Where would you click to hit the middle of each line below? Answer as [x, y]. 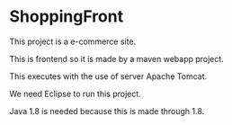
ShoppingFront [67, 17]
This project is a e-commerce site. [73, 41]
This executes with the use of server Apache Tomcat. [108, 76]
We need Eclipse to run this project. [75, 94]
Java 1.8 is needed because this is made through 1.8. [107, 111]
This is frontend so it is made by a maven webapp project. [117, 58]
